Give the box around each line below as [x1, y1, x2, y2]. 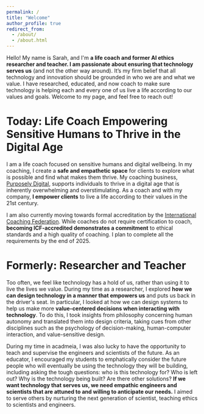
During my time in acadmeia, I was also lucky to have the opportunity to [6, 343, 186, 350]
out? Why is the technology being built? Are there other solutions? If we [6, 375, 186, 382]
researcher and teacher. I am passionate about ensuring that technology [6, 60, 194, 68]
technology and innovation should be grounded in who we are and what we [6, 74, 195, 81]
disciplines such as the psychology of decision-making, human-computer [6, 324, 191, 332]
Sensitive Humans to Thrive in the [6, 128, 181, 141]
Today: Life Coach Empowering [6, 114, 168, 128]
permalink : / [6, 9, 40, 15]
